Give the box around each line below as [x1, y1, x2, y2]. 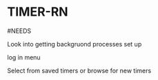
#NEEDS [7, 27, 32, 35]
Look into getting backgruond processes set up [7, 40, 142, 48]
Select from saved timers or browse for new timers [7, 66, 152, 75]
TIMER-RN [7, 4, 68, 20]
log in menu [7, 53, 41, 62]
